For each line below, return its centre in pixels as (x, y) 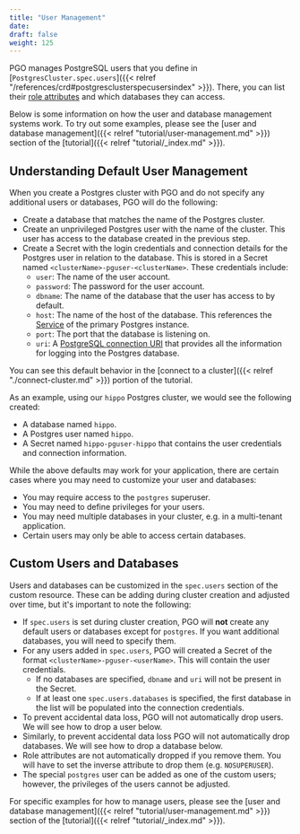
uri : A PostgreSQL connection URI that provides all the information (159, 344)
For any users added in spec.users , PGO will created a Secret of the (147, 650)
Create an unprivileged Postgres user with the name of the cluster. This (154, 229)
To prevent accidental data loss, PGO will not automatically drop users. (153, 717)
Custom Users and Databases (94, 563)
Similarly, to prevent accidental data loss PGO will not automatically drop (156, 736)
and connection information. (74, 453)
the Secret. (56, 689)
